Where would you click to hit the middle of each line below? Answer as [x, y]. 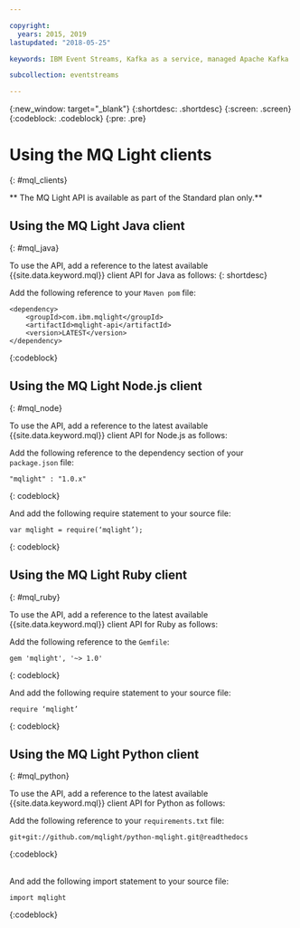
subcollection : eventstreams [64, 75]
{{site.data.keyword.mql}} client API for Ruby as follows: [114, 624]
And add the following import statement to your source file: [119, 881]
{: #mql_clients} [38, 180]
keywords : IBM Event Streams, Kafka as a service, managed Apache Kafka [149, 59]
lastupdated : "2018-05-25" [60, 43]
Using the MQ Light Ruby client [98, 575]
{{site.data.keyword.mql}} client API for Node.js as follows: [118, 435]
